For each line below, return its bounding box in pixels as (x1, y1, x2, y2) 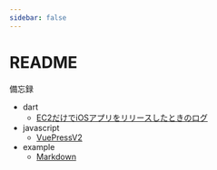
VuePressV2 (35, 132, 84, 143)
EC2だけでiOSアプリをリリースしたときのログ (35, 112, 209, 123)
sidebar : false (9, 13, 67, 23)
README (9, 52, 78, 72)
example (22, 141, 55, 152)
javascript (22, 122, 60, 133)
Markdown (35, 151, 77, 162)
